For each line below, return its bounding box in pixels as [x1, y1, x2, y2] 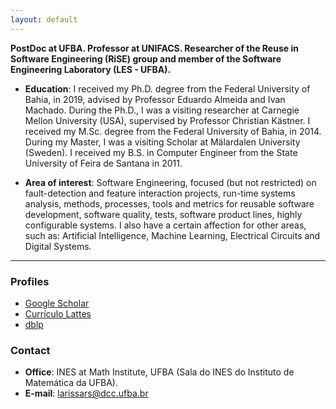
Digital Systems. [24, 240, 92, 252]
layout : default [10, 14, 78, 25]
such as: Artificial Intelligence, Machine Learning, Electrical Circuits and [24, 229, 321, 241]
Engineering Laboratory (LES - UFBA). [10, 63, 172, 75]
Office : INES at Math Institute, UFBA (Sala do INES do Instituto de [24, 366, 295, 378]
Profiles [10, 274, 50, 288]
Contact [10, 343, 51, 357]
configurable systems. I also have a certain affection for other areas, [24, 219, 307, 231]
